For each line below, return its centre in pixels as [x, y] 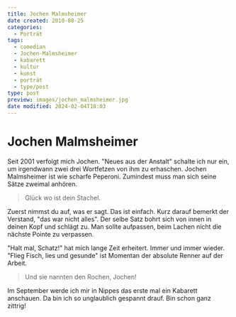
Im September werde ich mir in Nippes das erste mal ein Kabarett [102, 290]
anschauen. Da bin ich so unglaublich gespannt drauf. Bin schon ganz [109, 298]
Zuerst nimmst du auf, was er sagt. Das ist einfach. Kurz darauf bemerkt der [118, 211]
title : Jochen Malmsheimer [47, 14]
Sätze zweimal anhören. [43, 184]
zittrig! [17, 306]
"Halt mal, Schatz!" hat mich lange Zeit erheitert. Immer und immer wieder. [116, 248]
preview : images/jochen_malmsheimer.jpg [68, 100]
